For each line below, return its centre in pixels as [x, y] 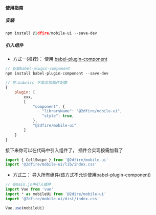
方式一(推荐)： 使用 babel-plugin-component [60, 59]
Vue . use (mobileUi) [25, 208]
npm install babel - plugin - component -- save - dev [57, 74]
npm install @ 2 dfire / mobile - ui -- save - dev [51, 33]
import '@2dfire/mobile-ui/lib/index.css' [51, 164]
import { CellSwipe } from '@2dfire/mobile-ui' [57, 160]
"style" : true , [58, 116]
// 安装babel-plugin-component [38, 69]
